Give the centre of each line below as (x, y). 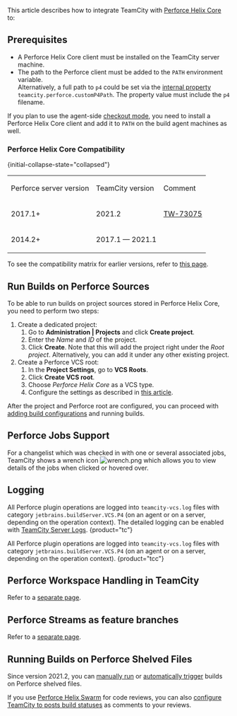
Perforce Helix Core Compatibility (66, 149)
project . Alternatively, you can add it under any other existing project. (128, 354)
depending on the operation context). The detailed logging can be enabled (116, 522)
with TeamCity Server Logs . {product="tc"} (70, 529)
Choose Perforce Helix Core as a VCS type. (91, 384)
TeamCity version (125, 188)
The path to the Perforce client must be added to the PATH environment (120, 72)
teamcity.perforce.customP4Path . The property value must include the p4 (124, 94)
